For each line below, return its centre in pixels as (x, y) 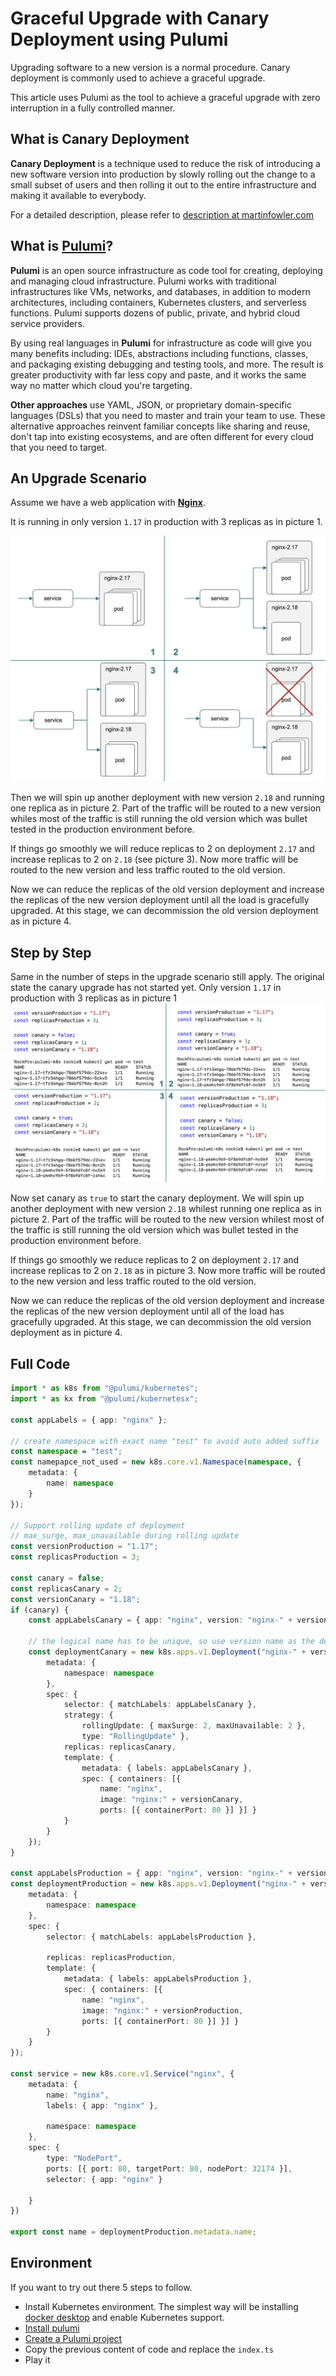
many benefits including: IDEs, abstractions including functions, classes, (159, 353)
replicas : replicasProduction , (111, 1958)
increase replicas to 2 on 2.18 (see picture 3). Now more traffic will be (154, 859)
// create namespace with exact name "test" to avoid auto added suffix (165, 1441)
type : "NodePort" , (84, 2158)
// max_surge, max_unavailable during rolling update (125, 1536)
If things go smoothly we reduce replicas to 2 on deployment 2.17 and (155, 1260)
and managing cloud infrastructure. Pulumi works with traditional (143, 281)
